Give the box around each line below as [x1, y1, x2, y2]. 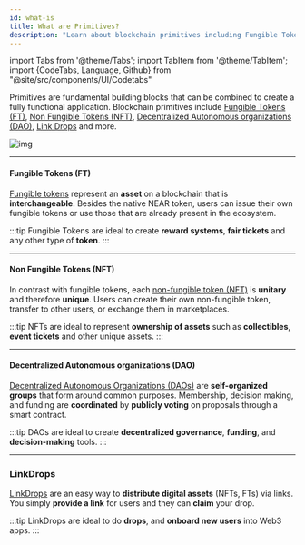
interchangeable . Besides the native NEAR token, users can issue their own [9, 197, 293, 209]
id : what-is [9, 13, 54, 23]
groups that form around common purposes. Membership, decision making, [9, 390, 294, 401]
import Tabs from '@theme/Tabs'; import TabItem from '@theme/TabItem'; [9, 55, 289, 66]
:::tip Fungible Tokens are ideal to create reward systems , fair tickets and [9, 224, 286, 236]
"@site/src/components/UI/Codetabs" [9, 74, 152, 85]
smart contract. [9, 409, 67, 420]
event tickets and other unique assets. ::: [9, 331, 163, 342]
